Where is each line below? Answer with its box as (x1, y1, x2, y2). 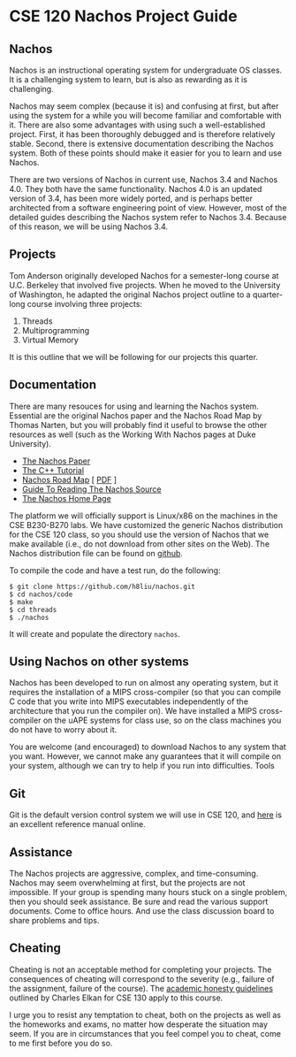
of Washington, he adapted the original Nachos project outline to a (9, 289, 251, 300)
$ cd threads (9, 605, 57, 614)
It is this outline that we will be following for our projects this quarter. (9, 351, 259, 362)
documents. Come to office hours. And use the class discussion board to (9, 906, 275, 916)
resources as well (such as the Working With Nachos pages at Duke (9, 429, 256, 440)
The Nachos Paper (21, 456, 91, 466)
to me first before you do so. (9, 1038, 113, 1048)
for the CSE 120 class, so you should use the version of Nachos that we (9, 529, 269, 540)
